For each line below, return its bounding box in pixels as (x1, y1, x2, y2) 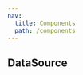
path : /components (14, 26, 77, 34)
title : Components (14, 19, 77, 27)
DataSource (7, 56, 68, 69)
